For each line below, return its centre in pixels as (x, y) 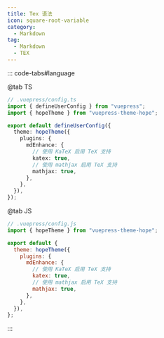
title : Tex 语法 (30, 14)
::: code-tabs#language (41, 73)
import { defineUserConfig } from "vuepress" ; (76, 106)
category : (22, 27)
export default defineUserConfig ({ (59, 125)
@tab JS (20, 211)
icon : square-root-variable (48, 20)
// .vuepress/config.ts (42, 99)
